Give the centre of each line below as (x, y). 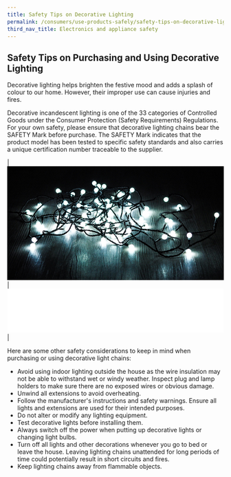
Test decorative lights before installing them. (80, 423)
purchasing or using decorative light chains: (69, 358)
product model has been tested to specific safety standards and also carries (115, 142)
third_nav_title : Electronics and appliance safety (82, 29)
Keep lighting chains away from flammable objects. (89, 467)
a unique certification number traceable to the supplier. (85, 149)
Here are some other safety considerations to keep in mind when (99, 351)
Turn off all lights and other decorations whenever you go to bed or (112, 445)
